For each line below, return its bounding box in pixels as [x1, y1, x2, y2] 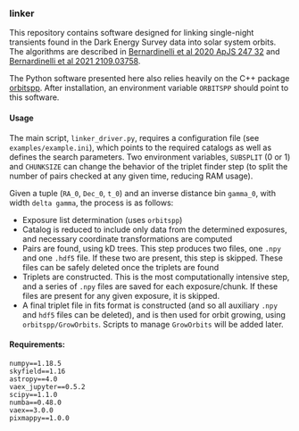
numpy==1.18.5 [9, 359, 62, 368]
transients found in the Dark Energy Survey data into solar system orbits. [9, 37, 277, 47]
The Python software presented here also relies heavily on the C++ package [9, 73, 290, 84]
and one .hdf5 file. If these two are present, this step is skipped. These [21, 253, 284, 263]
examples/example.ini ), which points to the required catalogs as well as [9, 142, 272, 153]
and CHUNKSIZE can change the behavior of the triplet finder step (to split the [9, 161, 288, 171]
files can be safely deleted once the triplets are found [21, 261, 220, 272]
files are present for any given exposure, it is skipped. [21, 290, 220, 301]
